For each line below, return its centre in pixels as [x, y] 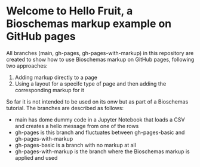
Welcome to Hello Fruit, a [70, 11]
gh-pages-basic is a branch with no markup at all [75, 145]
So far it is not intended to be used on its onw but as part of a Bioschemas [97, 101]
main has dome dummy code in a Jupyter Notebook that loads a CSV [100, 119]
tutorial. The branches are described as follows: [65, 108]
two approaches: [27, 66]
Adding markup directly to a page [56, 77]
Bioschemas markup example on [89, 24]
